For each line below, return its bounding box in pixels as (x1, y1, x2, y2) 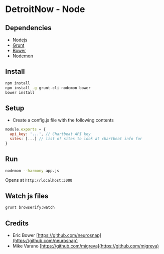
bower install (5, 90, 35, 95)
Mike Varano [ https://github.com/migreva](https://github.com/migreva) (12, 242, 159, 249)
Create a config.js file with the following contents (12, 117, 114, 123)
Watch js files (5, 192, 49, 200)
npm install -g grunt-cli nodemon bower (5, 85, 91, 90)
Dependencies (5, 24, 52, 32)
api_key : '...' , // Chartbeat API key (10, 132, 91, 137)
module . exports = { (5, 127, 46, 132)
